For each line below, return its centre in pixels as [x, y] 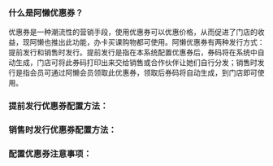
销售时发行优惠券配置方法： [63, 130]
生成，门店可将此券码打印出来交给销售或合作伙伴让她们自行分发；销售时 [136, 63]
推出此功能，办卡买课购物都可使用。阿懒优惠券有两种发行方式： [158, 42]
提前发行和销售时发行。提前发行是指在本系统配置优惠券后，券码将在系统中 [133, 52]
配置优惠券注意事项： [50, 154]
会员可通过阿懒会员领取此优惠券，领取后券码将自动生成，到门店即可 [143, 73]
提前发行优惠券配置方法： [58, 106]
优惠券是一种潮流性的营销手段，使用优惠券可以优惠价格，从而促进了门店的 [133, 32]
